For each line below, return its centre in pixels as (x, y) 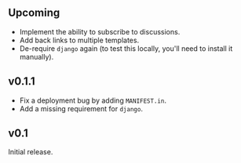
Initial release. (31, 152)
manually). (37, 56)
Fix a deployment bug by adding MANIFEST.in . (93, 100)
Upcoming (34, 13)
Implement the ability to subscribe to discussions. (100, 31)
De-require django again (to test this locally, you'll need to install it (126, 48)
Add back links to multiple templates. (79, 40)
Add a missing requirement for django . (81, 108)
